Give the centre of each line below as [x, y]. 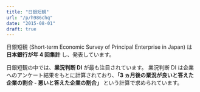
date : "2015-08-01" [31, 23]
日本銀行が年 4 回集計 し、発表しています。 [60, 55]
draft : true [21, 29]
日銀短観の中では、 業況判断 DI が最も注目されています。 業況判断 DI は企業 [100, 68]
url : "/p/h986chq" [29, 18]
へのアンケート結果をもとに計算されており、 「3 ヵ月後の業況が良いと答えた [100, 75]
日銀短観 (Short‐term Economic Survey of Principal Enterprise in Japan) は [99, 47]
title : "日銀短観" [28, 12]
